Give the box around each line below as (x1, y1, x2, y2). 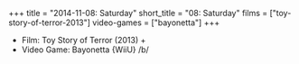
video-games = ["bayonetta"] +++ (92, 17, 220, 28)
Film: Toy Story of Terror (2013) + (21, 35, 146, 45)
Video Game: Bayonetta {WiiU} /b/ (21, 44, 150, 55)
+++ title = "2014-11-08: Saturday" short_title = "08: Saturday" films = (8, 8, 268, 18)
